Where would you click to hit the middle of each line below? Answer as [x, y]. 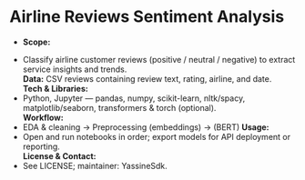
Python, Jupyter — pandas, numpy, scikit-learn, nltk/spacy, [134, 98]
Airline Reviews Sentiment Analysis [147, 17]
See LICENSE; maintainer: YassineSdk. [95, 165]
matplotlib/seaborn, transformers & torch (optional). [119, 107]
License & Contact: [60, 155]
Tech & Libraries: [55, 88]
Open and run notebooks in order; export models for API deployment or [157, 136]
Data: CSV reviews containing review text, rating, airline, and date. [147, 78]
